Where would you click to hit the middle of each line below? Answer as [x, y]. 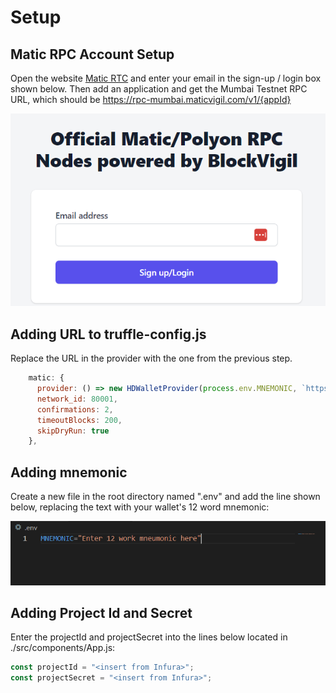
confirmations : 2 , [75, 409]
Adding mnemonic [69, 472]
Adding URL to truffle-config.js [108, 334]
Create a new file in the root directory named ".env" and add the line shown [165, 497]
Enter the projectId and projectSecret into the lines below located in [149, 637]
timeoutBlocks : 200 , [79, 420]
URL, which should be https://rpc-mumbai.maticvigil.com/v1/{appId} [151, 99]
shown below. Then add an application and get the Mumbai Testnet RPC [159, 89]
